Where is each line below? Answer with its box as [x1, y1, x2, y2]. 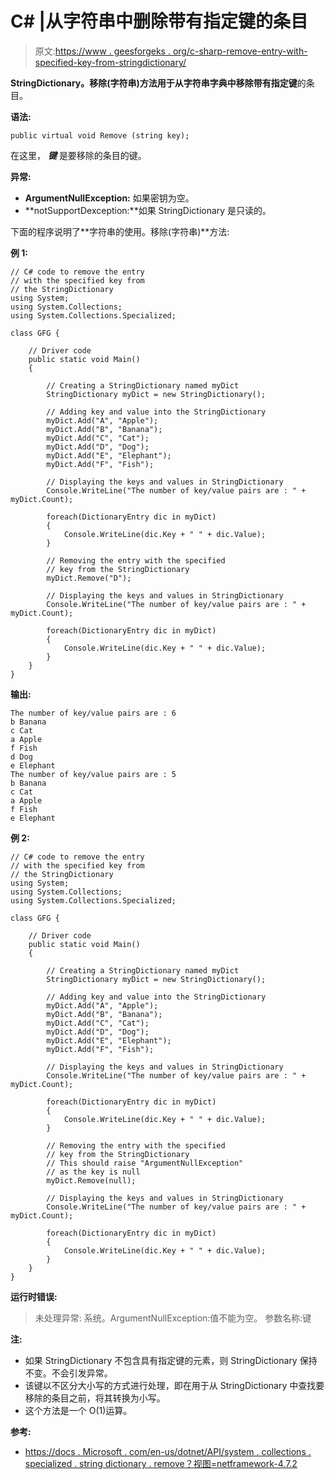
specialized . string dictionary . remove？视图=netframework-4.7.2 [24, 1457, 298, 1469]
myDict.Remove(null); [46, 1175, 137, 1186]
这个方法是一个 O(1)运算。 [24, 1404, 133, 1416]
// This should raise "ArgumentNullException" [46, 1158, 244, 1168]
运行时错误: [10, 1290, 58, 1302]
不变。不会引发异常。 [24, 1367, 113, 1379]
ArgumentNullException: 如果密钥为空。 [24, 192, 195, 204]
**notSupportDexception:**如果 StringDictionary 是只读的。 [24, 204, 272, 216]
